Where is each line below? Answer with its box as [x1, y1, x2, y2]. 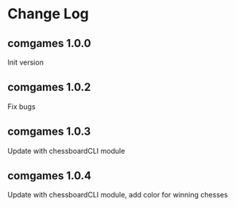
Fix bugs [7, 101, 37, 111]
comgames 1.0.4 [7, 169, 92, 183]
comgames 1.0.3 [7, 125, 91, 139]
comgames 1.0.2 [7, 80, 91, 94]
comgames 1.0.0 [7, 37, 91, 50]
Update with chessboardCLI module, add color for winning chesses [7, 190, 228, 200]
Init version [7, 57, 44, 67]
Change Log [7, 5, 89, 23]
